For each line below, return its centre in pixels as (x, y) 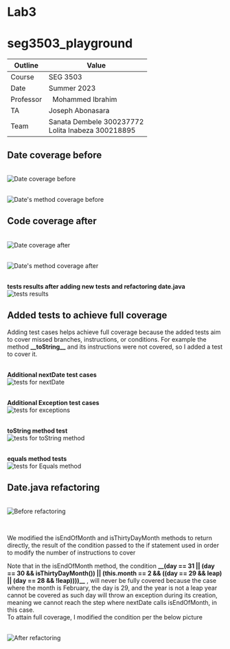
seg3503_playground (70, 44)
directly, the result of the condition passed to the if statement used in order (113, 546)
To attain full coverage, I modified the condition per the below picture (105, 617)
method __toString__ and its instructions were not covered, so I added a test (115, 347)
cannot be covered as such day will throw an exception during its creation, (112, 595)
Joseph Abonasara (79, 111)
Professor (26, 99)
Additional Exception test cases (53, 402)
